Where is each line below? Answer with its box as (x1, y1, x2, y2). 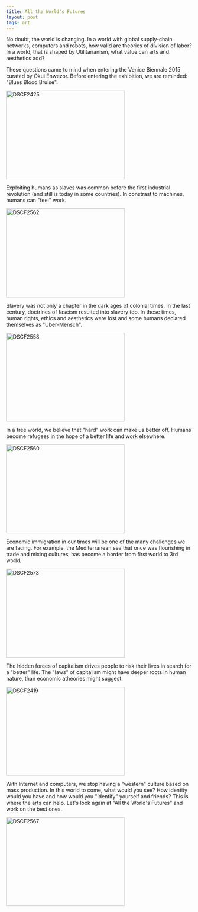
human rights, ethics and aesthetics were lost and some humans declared (6, 315, 186, 322)
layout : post (6, 14, 38, 20)
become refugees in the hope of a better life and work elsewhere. (6, 433, 166, 440)
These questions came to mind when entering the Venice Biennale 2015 (6, 66, 181, 73)
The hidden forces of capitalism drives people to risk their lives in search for (6, 662, 192, 669)
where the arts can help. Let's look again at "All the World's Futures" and (6, 800, 183, 807)
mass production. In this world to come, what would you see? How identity (6, 787, 188, 794)
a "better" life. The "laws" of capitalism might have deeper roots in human (6, 669, 186, 676)
